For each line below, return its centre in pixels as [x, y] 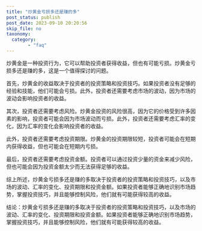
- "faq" [37, 46]
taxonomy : [19, 34]
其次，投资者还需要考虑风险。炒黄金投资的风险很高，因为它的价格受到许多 [98, 111]
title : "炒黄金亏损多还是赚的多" [43, 12]
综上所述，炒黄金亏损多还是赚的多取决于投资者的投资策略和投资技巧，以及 [98, 179]
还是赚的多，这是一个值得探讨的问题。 [64, 70]
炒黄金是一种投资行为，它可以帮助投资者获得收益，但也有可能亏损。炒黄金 [98, 63]
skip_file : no [24, 28]
